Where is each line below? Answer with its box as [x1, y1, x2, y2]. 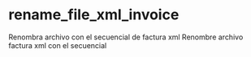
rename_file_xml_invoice [8, 6, 180, 24]
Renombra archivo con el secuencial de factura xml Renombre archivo [8, 32, 244, 42]
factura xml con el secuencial [8, 40, 107, 50]
